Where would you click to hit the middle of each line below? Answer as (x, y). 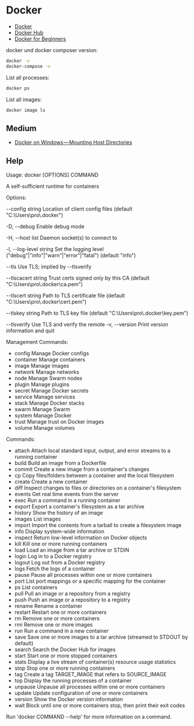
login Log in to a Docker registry (53, 556)
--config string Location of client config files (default (69, 209)
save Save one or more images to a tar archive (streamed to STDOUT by (101, 637)
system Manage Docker (43, 415)
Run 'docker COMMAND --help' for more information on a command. (89, 717)
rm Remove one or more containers (57, 618)
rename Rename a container (48, 606)
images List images (38, 519)
